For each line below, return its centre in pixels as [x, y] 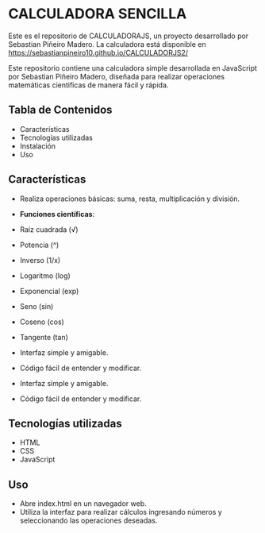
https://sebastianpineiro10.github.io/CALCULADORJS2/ [98, 52]
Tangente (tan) [44, 337]
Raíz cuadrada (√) [49, 229]
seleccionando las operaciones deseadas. [88, 520]
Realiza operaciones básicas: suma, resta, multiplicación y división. [130, 199]
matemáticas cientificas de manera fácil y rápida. [88, 85]
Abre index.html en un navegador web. [83, 504]
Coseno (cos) [42, 322]
